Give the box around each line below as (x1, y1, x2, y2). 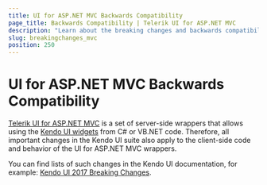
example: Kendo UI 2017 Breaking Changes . (8, 168, 152, 177)
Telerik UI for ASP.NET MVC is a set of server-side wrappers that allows (8, 118, 244, 128)
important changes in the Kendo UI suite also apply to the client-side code (8, 136, 251, 145)
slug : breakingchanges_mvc (8, 33, 98, 42)
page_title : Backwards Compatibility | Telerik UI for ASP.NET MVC (8, 19, 237, 27)
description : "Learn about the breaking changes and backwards (8, 26, 222, 34)
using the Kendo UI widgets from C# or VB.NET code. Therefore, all (8, 127, 230, 137)
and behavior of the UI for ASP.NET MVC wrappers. (8, 144, 177, 153)
